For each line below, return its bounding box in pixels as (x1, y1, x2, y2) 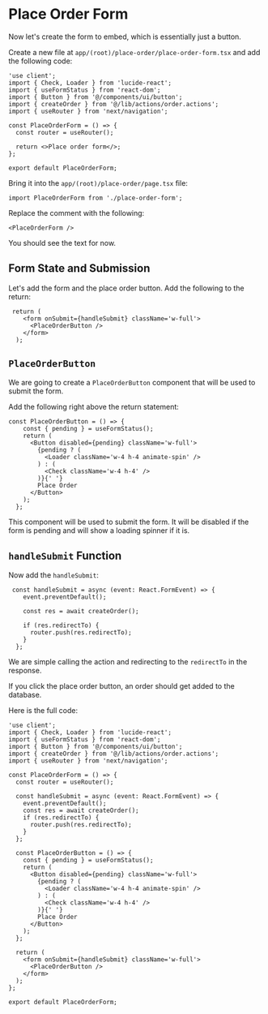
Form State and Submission (8, 261, 151, 276)
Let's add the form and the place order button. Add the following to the (8, 283, 245, 293)
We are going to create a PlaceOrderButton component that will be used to (8, 377, 256, 387)
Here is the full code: (8, 706, 79, 715)
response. (8, 666, 42, 676)
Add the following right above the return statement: (8, 402, 180, 411)
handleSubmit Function (8, 548, 122, 562)
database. (8, 690, 42, 700)
